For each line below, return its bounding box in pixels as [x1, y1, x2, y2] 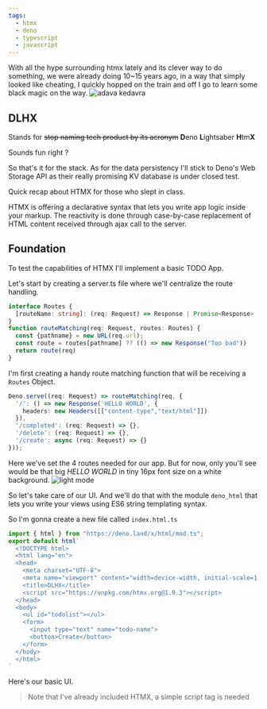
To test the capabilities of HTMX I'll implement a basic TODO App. [8, 263, 224, 272]
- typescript [15, 33, 59, 42]
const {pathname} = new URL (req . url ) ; [15, 332, 145, 340]
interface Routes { [8, 302, 73, 310]
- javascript [15, 41, 59, 49]
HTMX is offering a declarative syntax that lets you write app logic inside [8, 202, 246, 211]
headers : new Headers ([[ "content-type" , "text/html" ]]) [22, 407, 208, 415]
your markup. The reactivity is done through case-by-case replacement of [8, 210, 252, 220]
